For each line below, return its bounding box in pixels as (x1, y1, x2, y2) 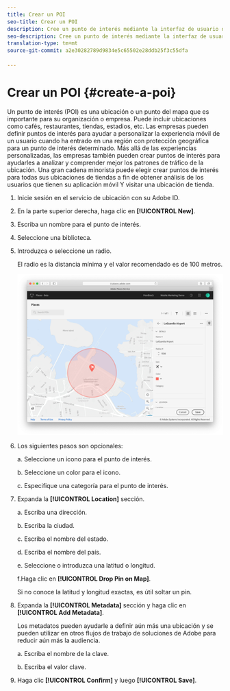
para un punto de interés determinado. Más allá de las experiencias (7, 144, 197, 152)
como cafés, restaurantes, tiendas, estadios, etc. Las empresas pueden (7, 122, 209, 130)
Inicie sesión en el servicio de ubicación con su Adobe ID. (16, 193, 180, 202)
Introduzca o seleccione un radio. (16, 247, 112, 255)
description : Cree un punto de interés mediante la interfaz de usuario (7, 25, 219, 32)
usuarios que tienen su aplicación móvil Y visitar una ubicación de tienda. (7, 180, 214, 189)
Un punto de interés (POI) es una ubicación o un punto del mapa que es (7, 107, 209, 116)
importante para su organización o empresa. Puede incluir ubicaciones (7, 114, 207, 123)
